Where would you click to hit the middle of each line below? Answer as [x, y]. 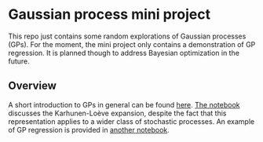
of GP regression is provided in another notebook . [89, 129]
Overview [33, 86]
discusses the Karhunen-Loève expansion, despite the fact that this [117, 113]
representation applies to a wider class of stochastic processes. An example [131, 121]
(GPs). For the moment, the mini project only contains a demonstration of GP [132, 44]
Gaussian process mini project [109, 15]
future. [19, 61]
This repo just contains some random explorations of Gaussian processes [127, 36]
